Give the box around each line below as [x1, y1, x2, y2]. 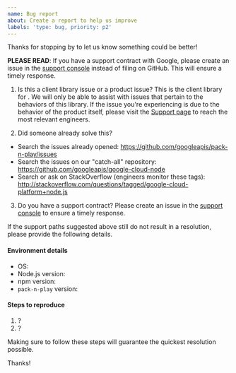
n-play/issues [17, 150, 58, 159]
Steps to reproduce [7, 301, 65, 309]
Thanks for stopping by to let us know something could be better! [7, 43, 198, 52]
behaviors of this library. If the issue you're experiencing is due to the [17, 100, 220, 109]
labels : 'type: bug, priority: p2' [7, 23, 112, 30]
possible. [7, 345, 34, 353]
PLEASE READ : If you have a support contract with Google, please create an [7, 57, 230, 65]
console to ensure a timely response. [17, 209, 126, 218]
